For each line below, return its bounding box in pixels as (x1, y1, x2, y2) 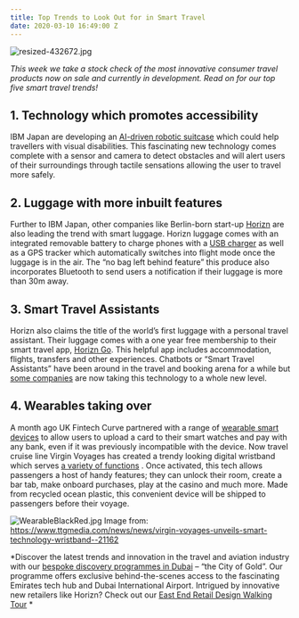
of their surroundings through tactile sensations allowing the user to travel (10, 160, 281, 170)
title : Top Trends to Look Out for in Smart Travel (10, 12, 206, 22)
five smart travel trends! (10, 82, 99, 93)
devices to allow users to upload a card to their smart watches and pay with (10, 432, 287, 442)
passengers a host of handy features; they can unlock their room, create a (10, 469, 283, 480)
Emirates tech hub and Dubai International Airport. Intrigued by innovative (10, 580, 280, 590)
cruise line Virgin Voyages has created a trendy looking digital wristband (10, 450, 276, 461)
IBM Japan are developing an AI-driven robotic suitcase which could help (10, 131, 279, 143)
